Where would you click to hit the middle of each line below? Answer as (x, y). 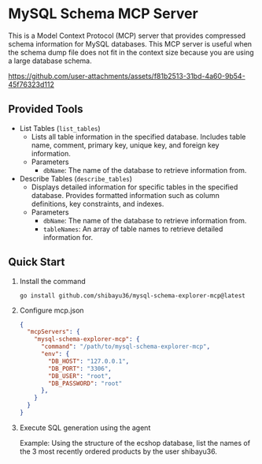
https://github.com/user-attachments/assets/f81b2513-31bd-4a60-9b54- (127, 76)
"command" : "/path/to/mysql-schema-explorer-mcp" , (125, 347)
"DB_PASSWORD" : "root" (85, 384)
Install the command (53, 281)
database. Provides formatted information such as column (125, 195)
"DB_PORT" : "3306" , (80, 369)
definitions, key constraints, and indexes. (98, 204)
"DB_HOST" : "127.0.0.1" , (89, 361)
